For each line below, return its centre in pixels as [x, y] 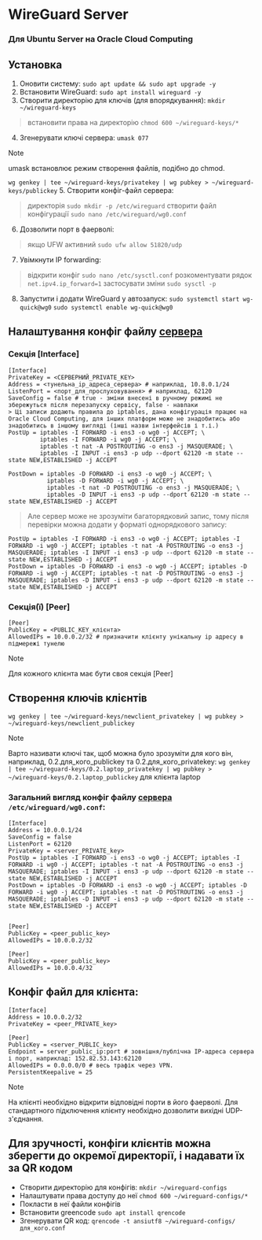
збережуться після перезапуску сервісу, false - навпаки [103, 405]
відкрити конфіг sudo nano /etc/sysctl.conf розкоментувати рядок [140, 275]
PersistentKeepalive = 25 [50, 1072]
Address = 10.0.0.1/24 [45, 831]
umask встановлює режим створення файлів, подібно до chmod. [116, 168]
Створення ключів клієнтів [78, 698]
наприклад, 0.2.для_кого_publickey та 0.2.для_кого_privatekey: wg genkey [129, 761]
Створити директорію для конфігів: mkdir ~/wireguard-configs [123, 1187]
